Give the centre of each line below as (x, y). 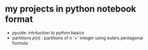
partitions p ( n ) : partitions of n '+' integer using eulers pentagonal (77, 38)
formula (20, 43)
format (19, 19)
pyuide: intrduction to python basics (48, 33)
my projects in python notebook (71, 9)
